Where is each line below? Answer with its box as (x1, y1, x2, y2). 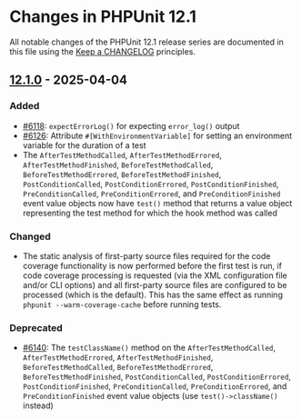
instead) (22, 400, 55, 411)
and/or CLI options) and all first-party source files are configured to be (22, 279, 287, 290)
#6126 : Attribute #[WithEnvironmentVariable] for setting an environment (22, 130, 293, 141)
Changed (9, 230, 52, 243)
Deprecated (9, 321, 64, 334)
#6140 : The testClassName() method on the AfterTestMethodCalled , (22, 343, 276, 354)
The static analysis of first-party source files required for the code (22, 250, 271, 261)
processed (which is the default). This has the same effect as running (22, 289, 284, 300)
